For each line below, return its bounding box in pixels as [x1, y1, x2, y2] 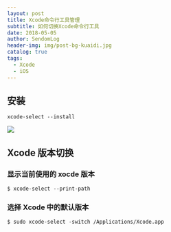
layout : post [7, 10, 45, 17]
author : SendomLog [7, 36, 60, 43]
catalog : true [7, 49, 48, 56]
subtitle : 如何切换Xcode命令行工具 [7, 23, 100, 30]
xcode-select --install [7, 114, 76, 120]
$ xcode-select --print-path [7, 185, 91, 192]
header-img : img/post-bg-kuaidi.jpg [7, 42, 112, 49]
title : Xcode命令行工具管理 [7, 17, 80, 23]
